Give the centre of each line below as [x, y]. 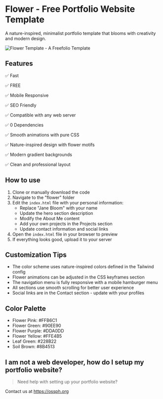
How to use [23, 180]
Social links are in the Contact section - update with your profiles [78, 293]
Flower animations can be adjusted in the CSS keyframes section [78, 277]
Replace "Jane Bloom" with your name [59, 208]
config [19, 272]
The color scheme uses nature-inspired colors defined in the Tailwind [83, 267]
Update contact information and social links [64, 229]
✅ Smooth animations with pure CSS [42, 135]
